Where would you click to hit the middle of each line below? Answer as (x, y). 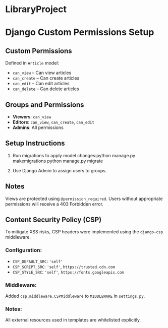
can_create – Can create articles (46, 78)
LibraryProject (36, 9)
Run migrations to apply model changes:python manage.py (74, 155)
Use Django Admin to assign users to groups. (60, 170)
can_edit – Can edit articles (41, 84)
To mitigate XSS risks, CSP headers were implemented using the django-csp (84, 232)
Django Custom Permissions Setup (80, 32)
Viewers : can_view (32, 117)
